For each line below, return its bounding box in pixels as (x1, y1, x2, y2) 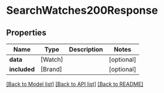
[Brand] (40, 65, 62, 73)
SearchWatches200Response (6, 4, 159, 17)
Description (68, 46, 104, 53)
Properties (6, 28, 47, 38)
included (9, 65, 35, 73)
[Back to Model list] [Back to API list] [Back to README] (6, 80, 144, 88)
